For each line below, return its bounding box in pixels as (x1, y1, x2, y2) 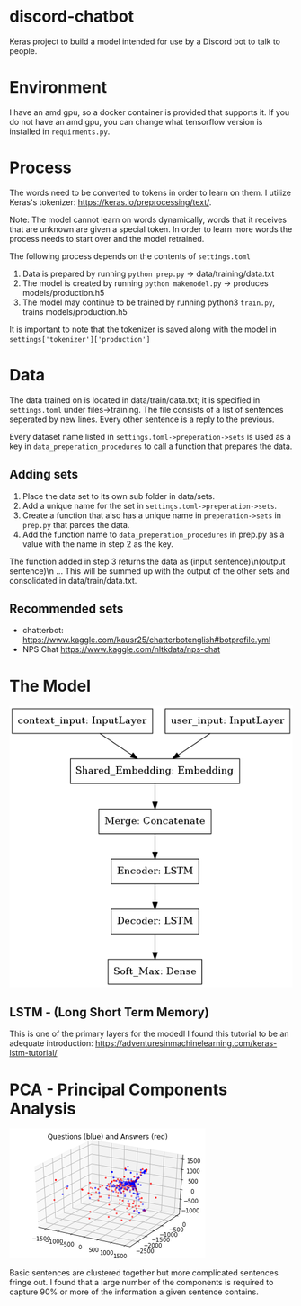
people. (9, 45, 38, 56)
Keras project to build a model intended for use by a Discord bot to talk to (9, 36, 281, 47)
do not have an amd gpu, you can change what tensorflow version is (9, 116, 263, 127)
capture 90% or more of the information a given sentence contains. (9, 1286, 259, 1297)
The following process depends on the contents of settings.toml (9, 250, 252, 262)
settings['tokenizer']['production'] (9, 335, 151, 344)
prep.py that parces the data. (22, 519, 130, 530)
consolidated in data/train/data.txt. (9, 575, 137, 586)
